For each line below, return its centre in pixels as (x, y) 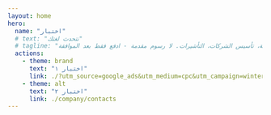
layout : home (30, 16)
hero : (17, 23)
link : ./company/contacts (72, 99)
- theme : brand (48, 62)
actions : (30, 53)
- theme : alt (44, 83)
